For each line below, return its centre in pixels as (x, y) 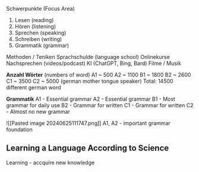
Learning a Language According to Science (88, 148)
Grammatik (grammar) (42, 45)
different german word (34, 87)
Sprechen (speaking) (40, 33)
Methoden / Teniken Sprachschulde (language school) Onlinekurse (88, 57)
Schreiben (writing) (38, 39)
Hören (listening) (35, 26)
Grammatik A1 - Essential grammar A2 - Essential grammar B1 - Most (91, 99)
